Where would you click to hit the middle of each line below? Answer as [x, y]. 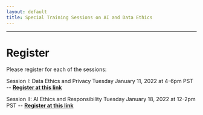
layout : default [27, 12]
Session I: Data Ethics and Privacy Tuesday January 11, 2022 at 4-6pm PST [100, 81]
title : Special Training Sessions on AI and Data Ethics [79, 17]
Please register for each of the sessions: [56, 69]
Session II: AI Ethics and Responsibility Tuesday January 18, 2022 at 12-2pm [101, 99]
